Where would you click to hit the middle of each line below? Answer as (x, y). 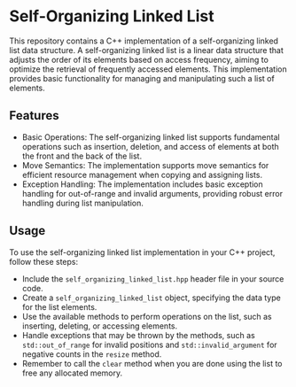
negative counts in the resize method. (92, 354)
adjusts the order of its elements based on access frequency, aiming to (139, 59)
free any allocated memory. (72, 373)
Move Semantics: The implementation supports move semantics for (145, 165)
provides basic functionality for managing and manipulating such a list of (142, 78)
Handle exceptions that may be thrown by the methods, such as (138, 335)
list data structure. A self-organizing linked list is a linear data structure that (146, 50)
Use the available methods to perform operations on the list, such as (147, 316)
